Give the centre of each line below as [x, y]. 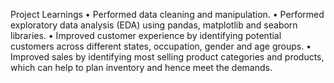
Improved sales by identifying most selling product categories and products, [167, 57]
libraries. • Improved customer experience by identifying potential [146, 35]
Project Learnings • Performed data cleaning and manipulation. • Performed [167, 14]
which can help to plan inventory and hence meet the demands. [141, 67]
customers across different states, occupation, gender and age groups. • [161, 46]
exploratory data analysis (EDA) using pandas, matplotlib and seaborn [154, 25]
